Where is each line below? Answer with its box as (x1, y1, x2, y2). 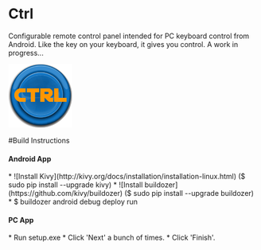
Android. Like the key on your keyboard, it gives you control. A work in (8, 39, 239, 49)
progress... (8, 48, 44, 57)
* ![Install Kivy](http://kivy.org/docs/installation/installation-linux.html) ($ (8, 172, 246, 182)
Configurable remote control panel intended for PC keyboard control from (8, 31, 250, 41)
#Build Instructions (8, 135, 70, 145)
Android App (8, 154, 52, 163)
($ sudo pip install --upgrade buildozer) (124, 189, 255, 198)
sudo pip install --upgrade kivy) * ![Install (8, 180, 143, 189)
